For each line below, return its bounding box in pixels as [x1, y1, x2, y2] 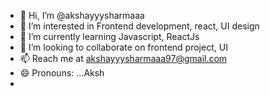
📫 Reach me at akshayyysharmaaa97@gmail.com [19, 53, 228, 64]
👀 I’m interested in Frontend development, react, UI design [19, 20, 260, 32]
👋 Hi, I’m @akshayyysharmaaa [19, 10, 145, 21]
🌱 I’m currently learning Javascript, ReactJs [19, 31, 200, 42]
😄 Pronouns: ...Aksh [19, 67, 105, 79]
